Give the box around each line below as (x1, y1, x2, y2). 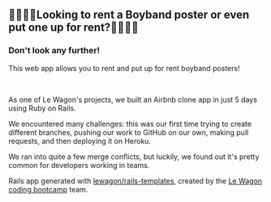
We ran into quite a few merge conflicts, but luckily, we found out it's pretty (8, 151, 260, 162)
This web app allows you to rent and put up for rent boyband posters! (8, 63, 241, 73)
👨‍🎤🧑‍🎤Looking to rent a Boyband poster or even (8, 8, 250, 22)
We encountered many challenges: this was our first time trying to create (8, 119, 252, 128)
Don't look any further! (8, 45, 100, 57)
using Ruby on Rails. (8, 103, 76, 113)
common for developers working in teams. (8, 160, 150, 170)
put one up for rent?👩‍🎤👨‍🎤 (8, 21, 140, 35)
